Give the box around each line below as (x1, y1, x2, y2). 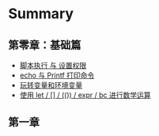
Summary (8, 5, 74, 23)
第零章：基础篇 (8, 38, 81, 51)
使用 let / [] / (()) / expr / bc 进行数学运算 (19, 90, 152, 100)
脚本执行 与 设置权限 (19, 61, 87, 70)
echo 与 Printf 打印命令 (19, 70, 95, 80)
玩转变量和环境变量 (19, 81, 83, 89)
